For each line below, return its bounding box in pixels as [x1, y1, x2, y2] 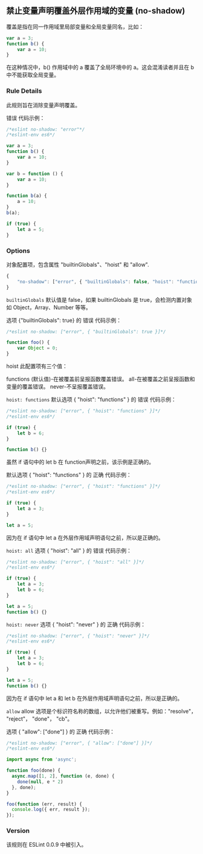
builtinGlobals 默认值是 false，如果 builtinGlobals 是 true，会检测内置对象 [6, 296, 192, 303]
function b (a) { [6, 193, 47, 199]
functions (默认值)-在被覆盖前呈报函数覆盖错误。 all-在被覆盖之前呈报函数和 [6, 375, 195, 383]
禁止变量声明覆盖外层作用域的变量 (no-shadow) [6, 5, 185, 16]
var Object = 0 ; [17, 345, 59, 352]
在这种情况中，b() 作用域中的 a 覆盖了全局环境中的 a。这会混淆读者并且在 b [6, 64, 195, 71]
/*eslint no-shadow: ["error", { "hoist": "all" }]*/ [6, 559, 145, 565]
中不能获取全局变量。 [6, 72, 59, 79]
